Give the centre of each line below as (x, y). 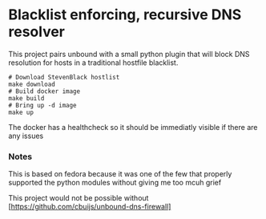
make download (32, 84)
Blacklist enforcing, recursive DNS (125, 15)
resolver (37, 32)
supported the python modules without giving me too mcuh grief (115, 183)
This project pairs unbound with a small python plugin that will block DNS (129, 54)
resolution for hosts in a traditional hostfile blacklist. (93, 63)
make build (26, 98)
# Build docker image (44, 91)
